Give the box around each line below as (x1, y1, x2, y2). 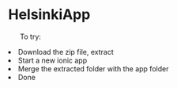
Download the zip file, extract (18, 47, 115, 56)
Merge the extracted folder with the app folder (18, 63, 169, 73)
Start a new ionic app (18, 55, 88, 65)
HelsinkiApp (8, 6, 91, 24)
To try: (19, 32, 42, 41)
